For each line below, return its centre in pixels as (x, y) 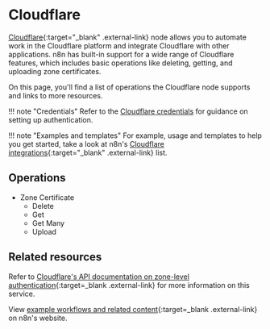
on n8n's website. (38, 318)
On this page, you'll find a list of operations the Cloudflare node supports (129, 87)
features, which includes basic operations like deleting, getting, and (120, 63)
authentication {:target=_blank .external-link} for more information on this (129, 285)
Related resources (55, 257)
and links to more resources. (56, 95)
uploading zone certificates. (55, 71)
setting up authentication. (51, 119)
